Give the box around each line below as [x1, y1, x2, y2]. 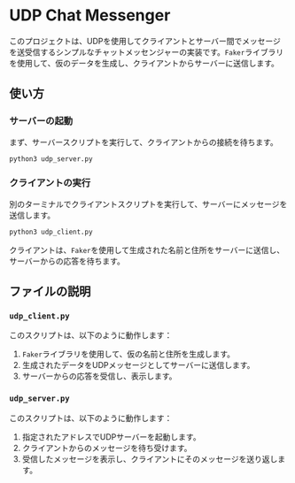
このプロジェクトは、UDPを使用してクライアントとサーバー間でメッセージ [9, 35, 282, 46]
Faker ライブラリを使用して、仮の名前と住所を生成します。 [21, 349, 236, 359]
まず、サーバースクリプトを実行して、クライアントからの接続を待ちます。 [9, 136, 279, 147]
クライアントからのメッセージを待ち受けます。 [21, 442, 192, 453]
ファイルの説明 [9, 284, 91, 299]
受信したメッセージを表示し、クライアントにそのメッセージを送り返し [21, 453, 278, 464]
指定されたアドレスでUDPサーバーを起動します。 [21, 431, 201, 442]
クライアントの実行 [9, 177, 91, 189]
